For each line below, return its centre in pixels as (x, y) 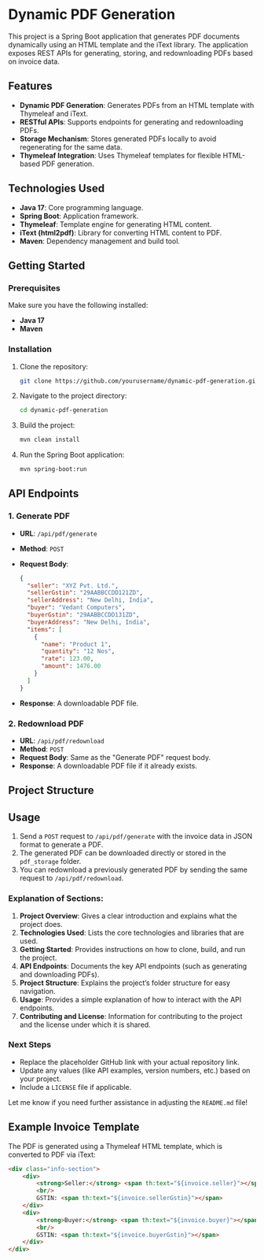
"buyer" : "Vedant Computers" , (76, 608)
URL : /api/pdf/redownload (62, 741)
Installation (30, 350)
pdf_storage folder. (50, 862)
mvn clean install (49, 440)
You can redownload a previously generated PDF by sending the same (133, 870)
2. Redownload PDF (46, 724)
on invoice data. (34, 61)
